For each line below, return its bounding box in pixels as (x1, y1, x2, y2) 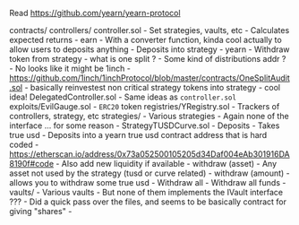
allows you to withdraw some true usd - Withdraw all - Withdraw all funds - (9, 177, 286, 187)
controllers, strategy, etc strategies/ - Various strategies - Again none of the (9, 111, 289, 121)
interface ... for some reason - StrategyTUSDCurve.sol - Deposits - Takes (9, 120, 280, 131)
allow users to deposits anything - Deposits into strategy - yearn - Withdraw (9, 44, 290, 55)
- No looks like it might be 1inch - (9, 63, 132, 74)
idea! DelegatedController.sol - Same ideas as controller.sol (9, 91, 237, 102)
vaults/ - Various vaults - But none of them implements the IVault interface (9, 187, 284, 197)
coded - (9, 139, 39, 150)
